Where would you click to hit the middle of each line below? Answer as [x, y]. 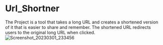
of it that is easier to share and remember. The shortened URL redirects [78, 27]
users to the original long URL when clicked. [50, 32]
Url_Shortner [32, 9]
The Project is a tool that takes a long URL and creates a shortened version [82, 22]
